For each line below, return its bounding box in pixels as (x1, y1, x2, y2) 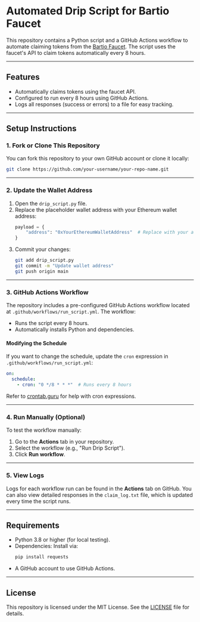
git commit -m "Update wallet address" (14, 263, 114, 269)
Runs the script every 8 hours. (14, 320, 89, 327)
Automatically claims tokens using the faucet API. (14, 88, 136, 95)
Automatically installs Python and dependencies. (14, 326, 135, 333)
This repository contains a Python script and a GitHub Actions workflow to (6, 36, 189, 44)
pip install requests (14, 554, 68, 560)
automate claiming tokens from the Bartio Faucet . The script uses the (6, 43, 176, 50)
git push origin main (14, 268, 68, 274)
